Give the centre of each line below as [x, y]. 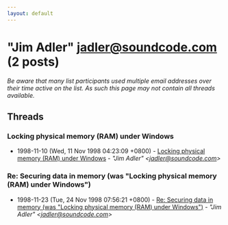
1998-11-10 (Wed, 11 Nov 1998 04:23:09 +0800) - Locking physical [111, 151]
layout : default [30, 13]
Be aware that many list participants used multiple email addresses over [110, 81]
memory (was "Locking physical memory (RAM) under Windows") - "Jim [119, 207]
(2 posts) [33, 62]
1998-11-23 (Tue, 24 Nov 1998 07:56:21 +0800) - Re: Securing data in [115, 200]
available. [21, 95]
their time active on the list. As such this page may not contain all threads [111, 88]
